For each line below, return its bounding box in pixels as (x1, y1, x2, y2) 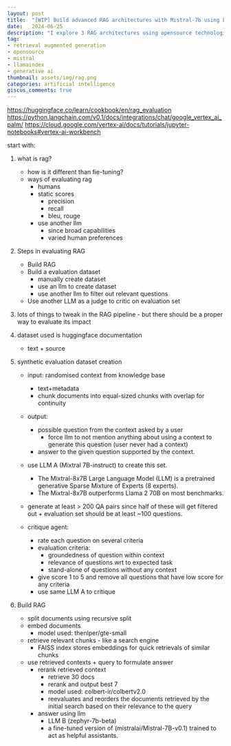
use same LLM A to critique (37, 588, 115, 596)
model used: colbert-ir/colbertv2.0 (47, 687, 146, 696)
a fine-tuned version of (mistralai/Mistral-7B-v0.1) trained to (47, 724, 217, 732)
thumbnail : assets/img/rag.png (7, 74, 97, 81)
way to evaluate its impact (16, 318, 91, 326)
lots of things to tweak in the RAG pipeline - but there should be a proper (16, 311, 223, 319)
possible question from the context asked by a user (37, 426, 184, 434)
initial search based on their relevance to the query (47, 702, 192, 710)
